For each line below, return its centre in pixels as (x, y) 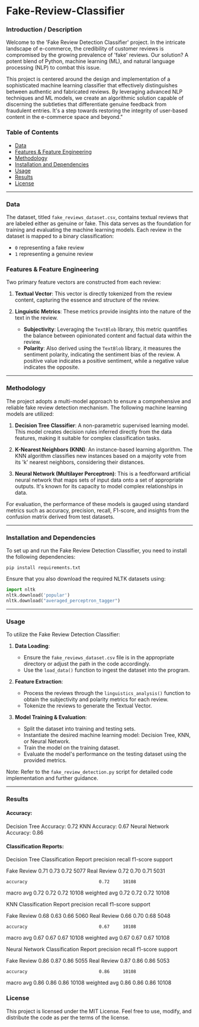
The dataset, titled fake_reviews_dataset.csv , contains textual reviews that (97, 217)
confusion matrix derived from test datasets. (60, 516)
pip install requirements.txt (44, 568)
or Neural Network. (47, 741)
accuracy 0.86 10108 (71, 972)
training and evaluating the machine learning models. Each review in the (94, 230)
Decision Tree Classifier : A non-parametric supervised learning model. (102, 425)
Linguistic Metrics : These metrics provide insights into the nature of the (103, 312)
